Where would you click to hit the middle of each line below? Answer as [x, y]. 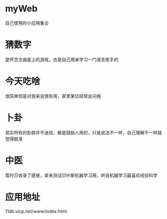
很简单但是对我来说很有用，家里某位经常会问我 [53, 96]
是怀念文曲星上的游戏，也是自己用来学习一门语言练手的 [62, 59]
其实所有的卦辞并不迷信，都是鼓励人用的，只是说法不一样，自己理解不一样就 [83, 132]
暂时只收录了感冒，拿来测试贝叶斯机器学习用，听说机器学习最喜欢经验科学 [81, 175]
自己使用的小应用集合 [27, 23]
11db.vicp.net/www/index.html [36, 211]
